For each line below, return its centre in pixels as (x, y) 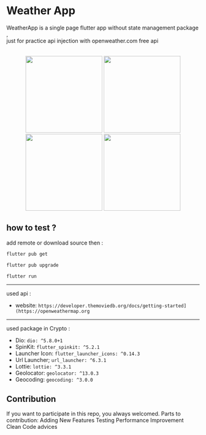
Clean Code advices (32, 427)
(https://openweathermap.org (52, 312)
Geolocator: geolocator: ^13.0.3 (57, 373)
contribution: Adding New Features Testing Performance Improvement (95, 420)
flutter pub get (27, 254)
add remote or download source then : (55, 243)
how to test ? (31, 228)
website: (26, 305)
